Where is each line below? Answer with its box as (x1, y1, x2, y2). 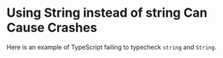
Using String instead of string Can (6, 5, 208, 21)
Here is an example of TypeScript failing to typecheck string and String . (6, 43, 217, 51)
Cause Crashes (6, 20, 97, 36)
